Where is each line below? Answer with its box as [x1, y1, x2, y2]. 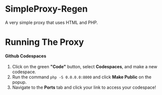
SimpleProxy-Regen [5, 3, 88, 15]
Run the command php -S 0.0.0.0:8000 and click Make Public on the [12, 74, 152, 80]
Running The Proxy [5, 37, 84, 48]
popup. [12, 79, 27, 85]
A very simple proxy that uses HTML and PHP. [5, 19, 98, 25]
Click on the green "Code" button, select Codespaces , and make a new [12, 64, 158, 70]
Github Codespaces [5, 53, 46, 59]
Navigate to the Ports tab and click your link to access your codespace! [12, 84, 156, 91]
